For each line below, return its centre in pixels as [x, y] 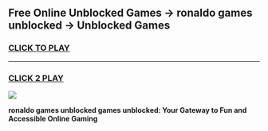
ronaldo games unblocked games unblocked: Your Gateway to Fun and [128, 110]
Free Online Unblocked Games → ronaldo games [130, 13]
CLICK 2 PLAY [36, 78]
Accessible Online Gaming [53, 118]
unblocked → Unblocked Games [89, 26]
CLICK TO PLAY [39, 48]
